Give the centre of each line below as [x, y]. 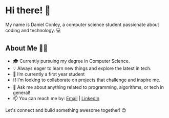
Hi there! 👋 [28, 10]
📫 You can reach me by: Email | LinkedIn [56, 98]
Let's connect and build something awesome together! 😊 [66, 110]
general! [22, 92]
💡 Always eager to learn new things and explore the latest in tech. [82, 68]
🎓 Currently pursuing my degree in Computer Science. [71, 61]
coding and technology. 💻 [33, 30]
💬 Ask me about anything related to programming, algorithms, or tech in [88, 87]
